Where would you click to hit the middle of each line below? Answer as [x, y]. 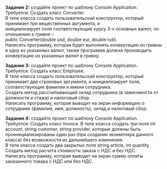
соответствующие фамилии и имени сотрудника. [59, 87]
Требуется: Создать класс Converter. [45, 13]
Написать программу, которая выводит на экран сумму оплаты [74, 156]
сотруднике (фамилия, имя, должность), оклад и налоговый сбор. [76, 109]
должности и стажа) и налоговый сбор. [48, 98]
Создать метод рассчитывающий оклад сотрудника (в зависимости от [82, 92]
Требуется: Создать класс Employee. [45, 71]
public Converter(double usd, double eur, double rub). [61, 39]
